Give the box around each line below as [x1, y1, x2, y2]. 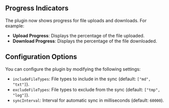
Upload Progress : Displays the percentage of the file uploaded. [12, 32, 145, 38]
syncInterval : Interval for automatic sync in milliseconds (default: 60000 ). [12, 97, 164, 103]
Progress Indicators [5, 4, 69, 13]
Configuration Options [5, 52, 77, 61]
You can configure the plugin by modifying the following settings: [5, 66, 141, 72]
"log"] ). [12, 92, 29, 98]
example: [5, 23, 24, 29]
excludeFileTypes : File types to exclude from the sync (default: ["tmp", [12, 86, 160, 92]
